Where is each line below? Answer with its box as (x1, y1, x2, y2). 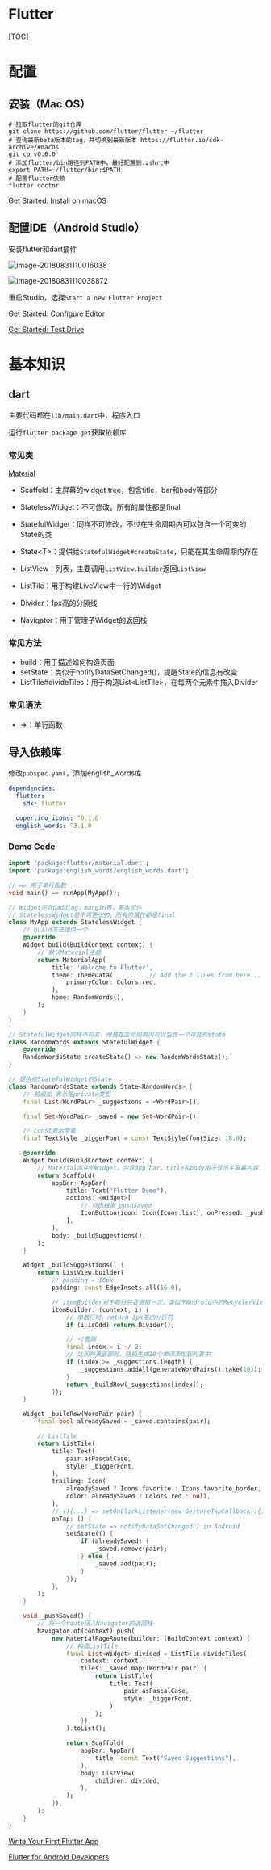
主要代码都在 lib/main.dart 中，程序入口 (8, 410, 141, 420)
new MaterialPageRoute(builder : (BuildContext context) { (51, 1634, 251, 1642)
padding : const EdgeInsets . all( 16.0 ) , (51, 1284, 182, 1292)
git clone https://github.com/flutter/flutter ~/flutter (8, 127, 204, 136)
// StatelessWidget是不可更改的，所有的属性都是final (8, 910, 176, 919)
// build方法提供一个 (23, 926, 89, 934)
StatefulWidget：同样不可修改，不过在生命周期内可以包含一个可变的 (19, 519, 247, 529)
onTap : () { (51, 1515, 92, 1523)
